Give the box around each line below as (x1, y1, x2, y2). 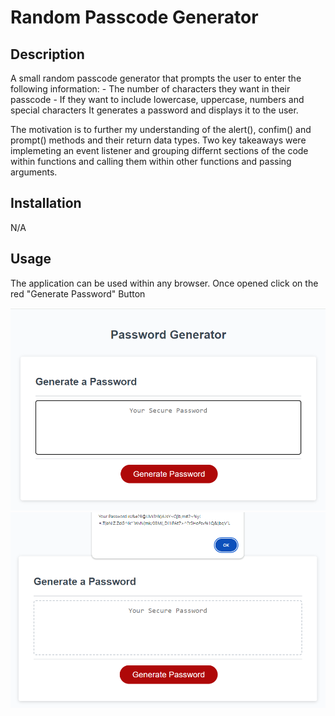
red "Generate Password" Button (10, 287, 146, 300)
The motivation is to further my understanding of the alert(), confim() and (10, 124, 312, 135)
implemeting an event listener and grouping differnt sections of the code (10, 145, 309, 156)
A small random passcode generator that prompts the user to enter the (10, 72, 302, 84)
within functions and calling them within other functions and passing (10, 156, 292, 167)
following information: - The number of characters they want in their (10, 83, 291, 95)
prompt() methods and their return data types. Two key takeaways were (10, 134, 307, 146)
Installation (10, 195, 82, 212)
